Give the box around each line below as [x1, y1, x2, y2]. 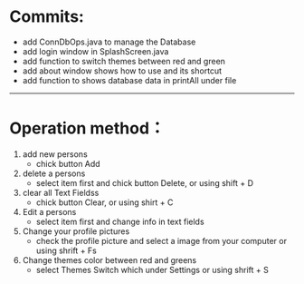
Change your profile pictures [22, 225, 130, 237]
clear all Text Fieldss [22, 187, 100, 198]
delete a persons [22, 168, 86, 179]
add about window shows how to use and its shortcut [22, 65, 223, 76]
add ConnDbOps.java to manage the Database [22, 36, 196, 47]
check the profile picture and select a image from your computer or [35, 235, 288, 246]
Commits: [9, 6, 84, 27]
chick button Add [35, 158, 101, 169]
